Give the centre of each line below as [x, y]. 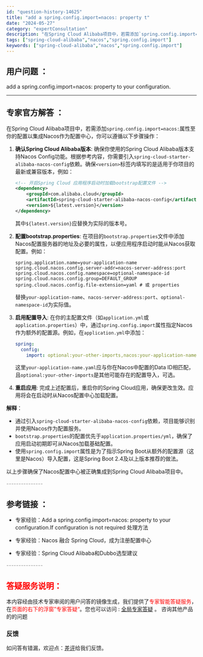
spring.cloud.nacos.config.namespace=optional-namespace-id [92, 273]
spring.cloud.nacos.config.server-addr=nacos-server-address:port [100, 268]
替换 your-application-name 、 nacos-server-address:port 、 [88, 297]
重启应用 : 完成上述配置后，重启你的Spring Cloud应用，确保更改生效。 [101, 388]
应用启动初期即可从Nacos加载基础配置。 [65, 444]
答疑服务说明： [34, 586]
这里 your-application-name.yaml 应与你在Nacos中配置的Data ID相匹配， [105, 367]
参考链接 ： [27, 504]
